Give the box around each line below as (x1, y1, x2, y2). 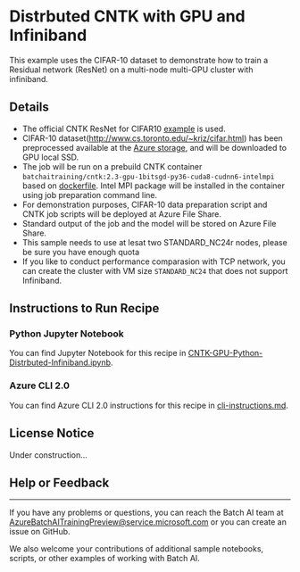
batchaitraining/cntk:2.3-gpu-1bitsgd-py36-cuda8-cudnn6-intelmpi (21, 172, 275, 181)
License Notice (9, 426, 95, 441)
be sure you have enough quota (21, 246, 140, 257)
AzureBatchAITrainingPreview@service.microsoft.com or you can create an (9, 517, 287, 527)
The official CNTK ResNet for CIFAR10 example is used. (21, 123, 226, 134)
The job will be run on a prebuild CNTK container (21, 161, 203, 171)
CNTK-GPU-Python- (187, 348, 263, 359)
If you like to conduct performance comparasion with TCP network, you (21, 256, 286, 267)
